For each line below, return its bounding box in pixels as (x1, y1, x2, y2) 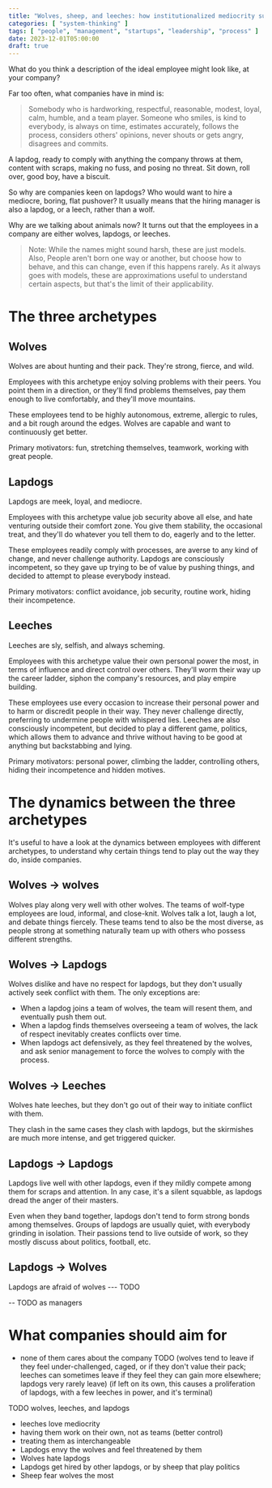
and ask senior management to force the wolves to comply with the (19, 1047, 245, 1057)
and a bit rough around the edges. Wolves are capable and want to (8, 418, 231, 428)
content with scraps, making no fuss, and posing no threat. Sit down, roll (8, 163, 250, 173)
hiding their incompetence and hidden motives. (8, 765, 166, 774)
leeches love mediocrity (19, 1418, 100, 1428)
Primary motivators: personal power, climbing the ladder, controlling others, (8, 756, 261, 766)
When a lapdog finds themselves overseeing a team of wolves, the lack (19, 1021, 258, 1031)
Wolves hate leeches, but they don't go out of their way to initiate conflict (8, 1100, 253, 1110)
